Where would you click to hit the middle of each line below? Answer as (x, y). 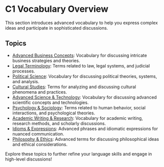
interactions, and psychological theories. (54, 113)
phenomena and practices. (40, 92)
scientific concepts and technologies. (50, 102)
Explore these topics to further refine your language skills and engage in (79, 154)
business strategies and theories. (46, 61)
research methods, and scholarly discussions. (59, 123)
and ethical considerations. (40, 144)
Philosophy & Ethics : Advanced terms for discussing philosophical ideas (85, 139)
